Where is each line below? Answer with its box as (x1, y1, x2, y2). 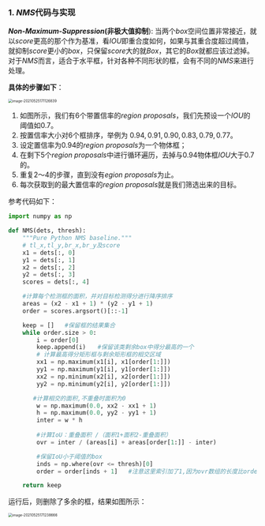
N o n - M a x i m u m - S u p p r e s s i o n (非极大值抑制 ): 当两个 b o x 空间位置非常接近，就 (8, 26, 257, 36)
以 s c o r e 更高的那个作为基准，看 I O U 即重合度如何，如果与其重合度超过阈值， (8, 36, 253, 46)
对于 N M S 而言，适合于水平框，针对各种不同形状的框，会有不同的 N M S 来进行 (8, 56, 255, 66)
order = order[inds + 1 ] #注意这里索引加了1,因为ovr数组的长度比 (36, 468, 244, 475)
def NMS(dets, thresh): (8, 227, 87, 235)
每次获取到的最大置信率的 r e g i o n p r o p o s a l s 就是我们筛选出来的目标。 (19, 180, 241, 190)
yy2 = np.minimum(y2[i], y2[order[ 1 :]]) (36, 380, 171, 388)
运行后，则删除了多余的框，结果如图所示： (8, 497, 147, 506)
